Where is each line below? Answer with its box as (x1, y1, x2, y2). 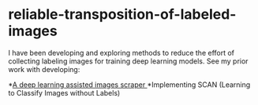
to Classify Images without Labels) (8, 88, 121, 97)
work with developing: (8, 64, 80, 74)
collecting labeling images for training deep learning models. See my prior (8, 56, 249, 66)
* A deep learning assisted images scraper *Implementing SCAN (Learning (8, 80, 251, 89)
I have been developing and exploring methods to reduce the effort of (8, 48, 235, 57)
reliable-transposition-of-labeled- (8, 5, 237, 24)
